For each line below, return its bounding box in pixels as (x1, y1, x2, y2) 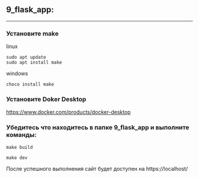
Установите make (6, 29, 59, 37)
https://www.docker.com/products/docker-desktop (6, 109, 131, 116)
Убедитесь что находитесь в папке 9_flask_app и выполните (6, 123, 190, 132)
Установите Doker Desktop (6, 95, 86, 103)
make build (6, 144, 33, 150)
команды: (6, 131, 37, 139)
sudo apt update (6, 55, 46, 61)
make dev (6, 154, 28, 161)
